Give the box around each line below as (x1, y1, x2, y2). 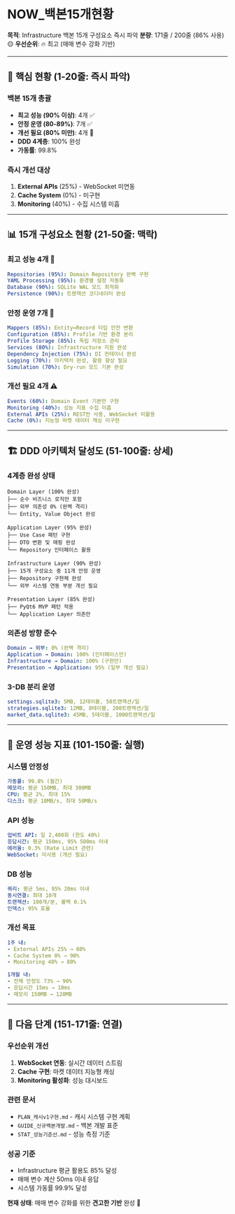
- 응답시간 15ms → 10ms (7, 984, 71, 991)
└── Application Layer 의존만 (7, 611, 91, 618)
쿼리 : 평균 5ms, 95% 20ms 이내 (7, 886, 90, 893)
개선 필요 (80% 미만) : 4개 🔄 (17, 128, 94, 136)
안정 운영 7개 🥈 (7, 309, 55, 318)
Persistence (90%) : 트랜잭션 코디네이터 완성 (7, 290, 126, 297)
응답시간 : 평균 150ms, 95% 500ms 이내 (7, 838, 108, 845)
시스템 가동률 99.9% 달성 (17, 1184, 87, 1192)
